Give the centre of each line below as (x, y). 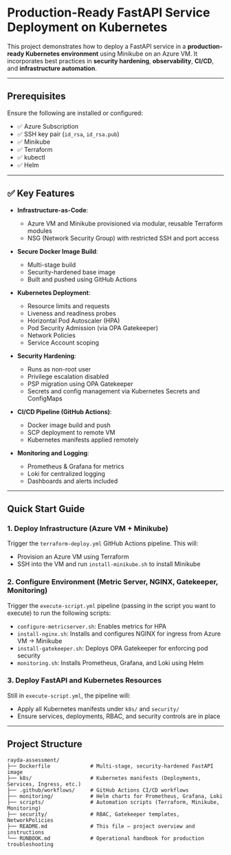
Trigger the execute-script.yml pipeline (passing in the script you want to (111, 605)
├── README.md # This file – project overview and (101, 826)
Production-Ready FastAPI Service (109, 13)
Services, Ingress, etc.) (44, 784)
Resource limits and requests (68, 306)
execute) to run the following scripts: (59, 613)
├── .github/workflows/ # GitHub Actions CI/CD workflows (98, 790)
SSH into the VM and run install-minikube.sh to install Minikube (109, 564)
